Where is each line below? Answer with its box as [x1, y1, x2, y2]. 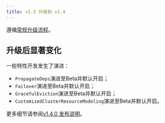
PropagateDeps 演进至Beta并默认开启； [14, 75, 109, 82]
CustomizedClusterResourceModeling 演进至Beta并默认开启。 [14, 97, 163, 105]
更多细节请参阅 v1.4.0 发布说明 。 [6, 110, 86, 118]
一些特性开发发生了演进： [6, 62, 70, 70]
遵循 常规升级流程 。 [6, 26, 54, 33]
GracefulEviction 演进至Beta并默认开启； [14, 90, 117, 97]
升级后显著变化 [6, 46, 62, 56]
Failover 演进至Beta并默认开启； [14, 82, 95, 90]
